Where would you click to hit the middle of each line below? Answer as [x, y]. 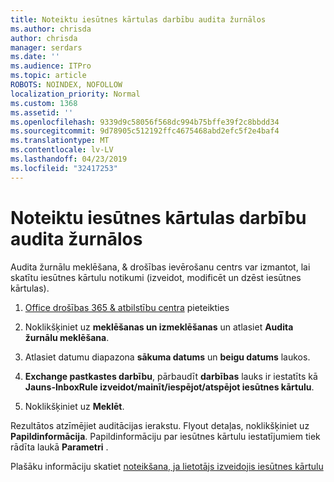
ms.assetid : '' [42, 112]
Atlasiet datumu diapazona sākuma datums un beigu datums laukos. [167, 357]
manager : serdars [46, 47]
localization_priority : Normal [75, 94]
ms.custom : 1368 [44, 103]
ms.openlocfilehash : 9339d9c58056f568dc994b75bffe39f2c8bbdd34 [145, 122]
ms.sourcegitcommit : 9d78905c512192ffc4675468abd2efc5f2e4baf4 [145, 131]
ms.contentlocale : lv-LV [62, 150]
